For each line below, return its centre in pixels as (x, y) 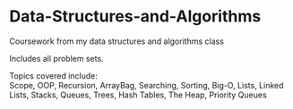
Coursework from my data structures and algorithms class (116, 41)
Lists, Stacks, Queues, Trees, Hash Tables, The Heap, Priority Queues (138, 95)
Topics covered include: (54, 75)
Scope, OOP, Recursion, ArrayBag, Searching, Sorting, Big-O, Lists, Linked (146, 85)
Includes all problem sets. (57, 58)
